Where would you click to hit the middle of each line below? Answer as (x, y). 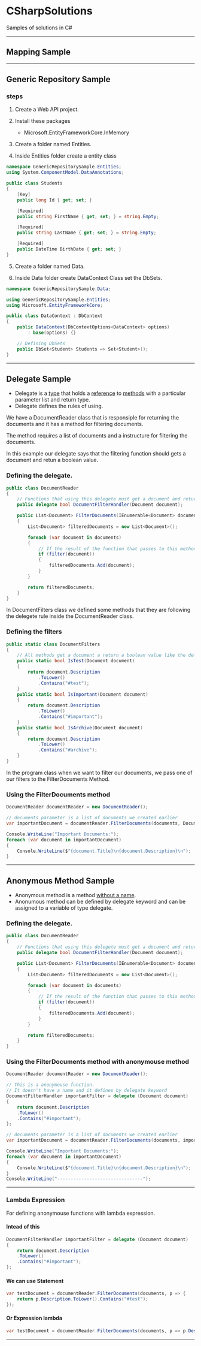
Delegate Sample (39, 379)
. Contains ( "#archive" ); (68, 750)
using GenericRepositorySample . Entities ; (59, 300)
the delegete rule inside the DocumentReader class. (70, 616)
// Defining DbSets (41, 343)
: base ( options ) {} (52, 333)
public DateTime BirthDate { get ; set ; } (69, 249)
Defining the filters (34, 632)
